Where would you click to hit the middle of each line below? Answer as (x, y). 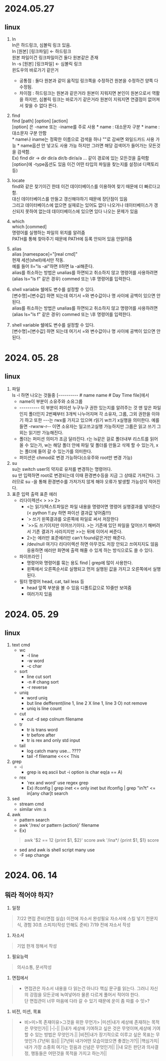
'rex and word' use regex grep (58, 783)
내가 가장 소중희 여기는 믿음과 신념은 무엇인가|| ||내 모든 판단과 (85, 1047)
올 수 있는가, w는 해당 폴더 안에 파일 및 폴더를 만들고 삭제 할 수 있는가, (87, 445)
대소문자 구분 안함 (29, 133)
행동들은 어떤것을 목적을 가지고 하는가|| (69, 1053)
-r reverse (37, 687)
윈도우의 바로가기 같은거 (35, 70)
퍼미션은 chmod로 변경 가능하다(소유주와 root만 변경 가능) (76, 458)
